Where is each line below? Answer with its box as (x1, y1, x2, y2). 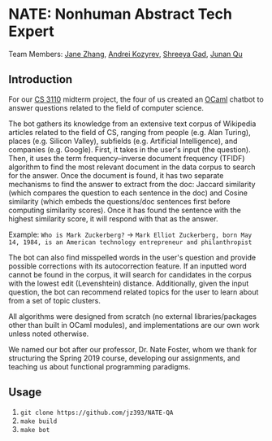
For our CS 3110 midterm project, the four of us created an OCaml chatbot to (8, 94, 264, 104)
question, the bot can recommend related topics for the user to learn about (8, 286, 259, 297)
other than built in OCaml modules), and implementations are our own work (8, 320, 260, 330)
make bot (19, 426, 50, 434)
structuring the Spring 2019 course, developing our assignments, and (8, 353, 240, 363)
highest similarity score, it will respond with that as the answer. (8, 213, 218, 224)
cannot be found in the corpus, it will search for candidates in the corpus (8, 269, 252, 279)
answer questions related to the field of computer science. (8, 103, 205, 112)
